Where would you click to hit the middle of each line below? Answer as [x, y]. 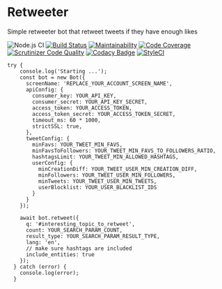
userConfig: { [53, 163]
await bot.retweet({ [49, 218]
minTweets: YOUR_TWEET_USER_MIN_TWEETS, [97, 181]
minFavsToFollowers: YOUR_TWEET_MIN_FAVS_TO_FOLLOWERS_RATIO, [124, 151]
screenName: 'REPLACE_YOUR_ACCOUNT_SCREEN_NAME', [99, 83]
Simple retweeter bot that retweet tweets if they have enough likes [103, 31]
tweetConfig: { [48, 138]
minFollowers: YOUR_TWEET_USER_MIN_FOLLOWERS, [107, 175]
